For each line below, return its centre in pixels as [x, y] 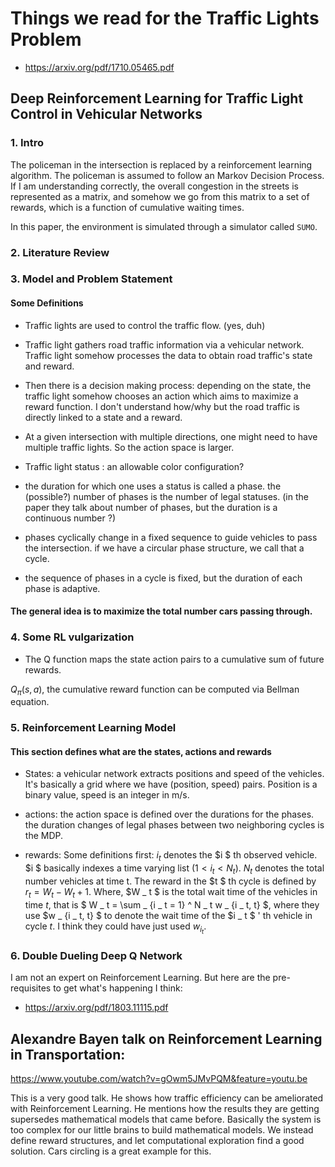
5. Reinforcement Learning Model [93, 728]
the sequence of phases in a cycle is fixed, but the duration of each [163, 578]
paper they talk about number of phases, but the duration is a [151, 507]
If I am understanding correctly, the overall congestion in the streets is [154, 186]
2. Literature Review [60, 252]
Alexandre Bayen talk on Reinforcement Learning [166, 1038]
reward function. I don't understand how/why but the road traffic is [162, 406]
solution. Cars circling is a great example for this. [111, 1151]
